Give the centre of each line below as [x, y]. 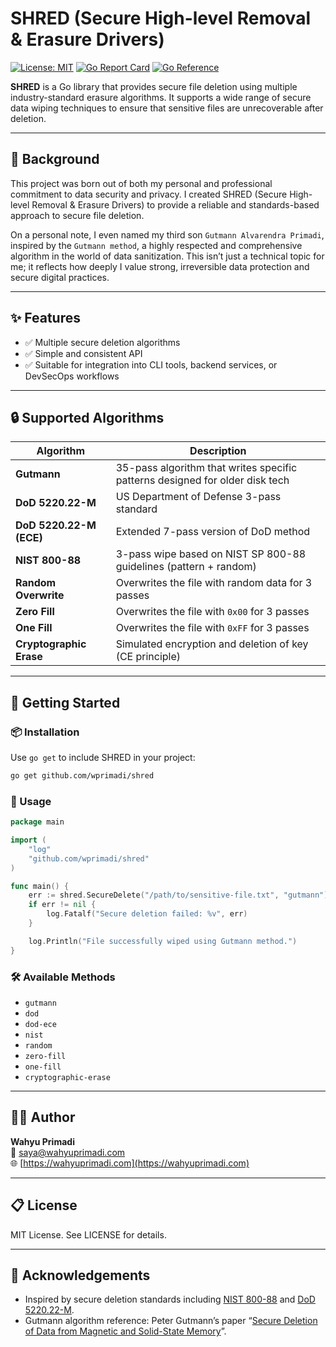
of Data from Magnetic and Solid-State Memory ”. [125, 1331]
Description [218, 451]
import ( [28, 840]
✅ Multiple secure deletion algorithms [102, 342]
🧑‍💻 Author [43, 1117]
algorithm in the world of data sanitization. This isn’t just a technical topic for [167, 256]
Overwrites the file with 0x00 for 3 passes [212, 612]
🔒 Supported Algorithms [87, 417]
